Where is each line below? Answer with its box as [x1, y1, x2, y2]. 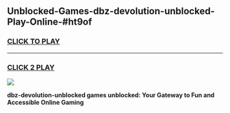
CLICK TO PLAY [7, 37, 60, 47]
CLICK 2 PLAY [7, 62, 55, 72]
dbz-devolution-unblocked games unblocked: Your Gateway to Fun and [7, 90, 215, 99]
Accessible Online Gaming [7, 98, 84, 106]
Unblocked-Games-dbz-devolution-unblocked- [7, 5, 215, 17]
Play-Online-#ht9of [7, 16, 92, 28]
